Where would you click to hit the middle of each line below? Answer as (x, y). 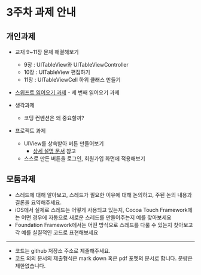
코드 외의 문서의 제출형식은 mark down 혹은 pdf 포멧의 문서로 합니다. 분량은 (104, 258)
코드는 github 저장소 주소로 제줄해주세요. (63, 250)
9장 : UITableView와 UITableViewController (76, 65)
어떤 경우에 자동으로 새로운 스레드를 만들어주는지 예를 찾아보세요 (96, 217)
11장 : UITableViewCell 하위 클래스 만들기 (72, 80)
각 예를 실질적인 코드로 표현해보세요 (57, 232)
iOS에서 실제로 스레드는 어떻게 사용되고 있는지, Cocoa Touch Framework (101, 210)
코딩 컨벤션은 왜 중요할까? (54, 118)
